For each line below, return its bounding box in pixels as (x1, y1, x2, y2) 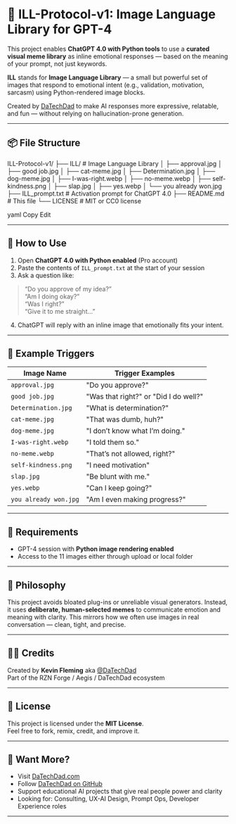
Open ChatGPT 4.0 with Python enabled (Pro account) (17, 256, 178, 265)
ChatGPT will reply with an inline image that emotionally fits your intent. (17, 320, 224, 329)
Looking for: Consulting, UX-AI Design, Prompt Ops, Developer (17, 794, 199, 803)
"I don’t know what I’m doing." (86, 426, 185, 436)
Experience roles (17, 802, 67, 811)
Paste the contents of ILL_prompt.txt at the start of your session (17, 263, 205, 272)
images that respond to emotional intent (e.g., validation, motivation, (7, 80, 204, 89)
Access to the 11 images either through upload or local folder (17, 552, 193, 561)
